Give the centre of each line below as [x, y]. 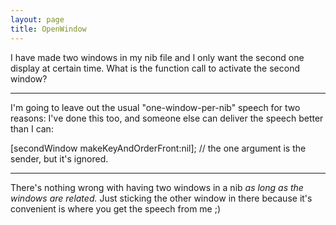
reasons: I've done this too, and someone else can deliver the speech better [167, 118]
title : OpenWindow [48, 29]
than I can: [32, 128]
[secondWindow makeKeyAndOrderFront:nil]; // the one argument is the [158, 148]
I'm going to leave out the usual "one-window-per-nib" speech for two [155, 107]
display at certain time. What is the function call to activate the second [155, 68]
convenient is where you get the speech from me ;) [116, 208]
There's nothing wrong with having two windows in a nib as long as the [157, 187]
